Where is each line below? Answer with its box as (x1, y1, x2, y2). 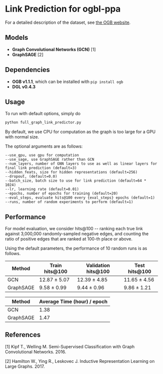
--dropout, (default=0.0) (5, 174, 57, 179)
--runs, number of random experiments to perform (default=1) (5, 200, 133, 204)
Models (5, 34, 28, 42)
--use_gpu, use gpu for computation (5, 153, 79, 158)
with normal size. (5, 134, 39, 140)
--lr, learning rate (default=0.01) (5, 187, 79, 192)
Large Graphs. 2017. (5, 363, 45, 369)
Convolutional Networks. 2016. (5, 349, 66, 355)
